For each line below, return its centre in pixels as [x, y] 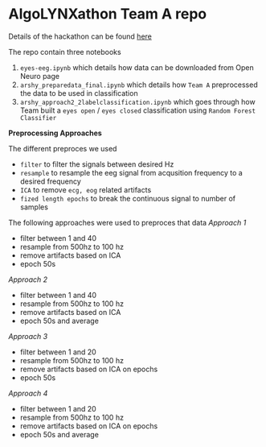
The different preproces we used [63, 148]
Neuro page [40, 76]
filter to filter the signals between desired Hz [97, 164]
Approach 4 [28, 393]
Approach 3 [28, 336]
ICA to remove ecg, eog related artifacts [86, 189]
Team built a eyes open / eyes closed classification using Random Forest [137, 110]
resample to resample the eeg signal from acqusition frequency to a [131, 172]
